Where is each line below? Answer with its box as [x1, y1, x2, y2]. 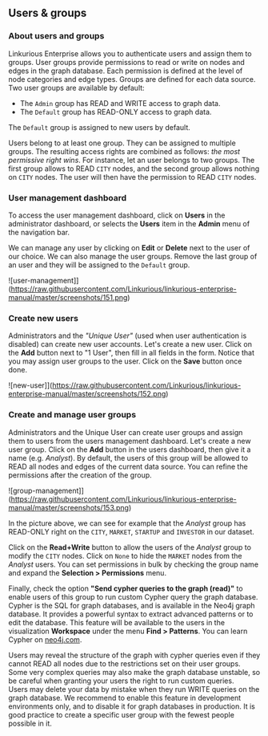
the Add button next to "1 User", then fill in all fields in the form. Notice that [8, 348, 254, 358]
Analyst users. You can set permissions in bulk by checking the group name [8, 559, 258, 569]
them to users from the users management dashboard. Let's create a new [8, 436, 251, 445]
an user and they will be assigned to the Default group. [8, 260, 190, 270]
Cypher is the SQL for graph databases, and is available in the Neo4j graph [8, 600, 255, 610]
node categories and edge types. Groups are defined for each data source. [8, 74, 256, 83]
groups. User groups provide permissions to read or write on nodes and [8, 57, 246, 67]
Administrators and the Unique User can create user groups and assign [8, 427, 243, 437]
